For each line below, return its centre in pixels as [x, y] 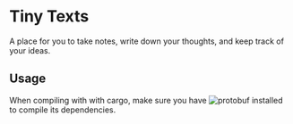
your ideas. [30, 50]
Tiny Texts [49, 17]
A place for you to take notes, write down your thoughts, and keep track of [147, 41]
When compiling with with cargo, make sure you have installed [146, 100]
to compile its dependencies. [63, 110]
